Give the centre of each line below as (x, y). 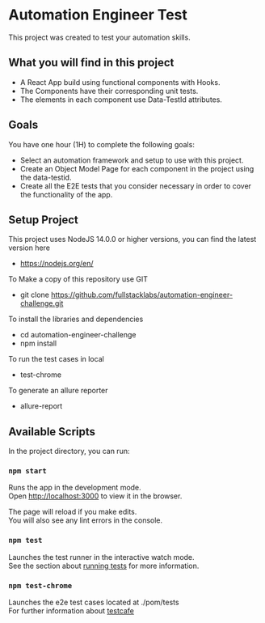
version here (29, 248)
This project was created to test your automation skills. (100, 37)
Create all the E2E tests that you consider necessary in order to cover (136, 186)
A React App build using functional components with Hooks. (120, 82)
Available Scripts (52, 432)
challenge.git (42, 303)
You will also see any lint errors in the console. (86, 520)
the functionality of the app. (66, 194)
